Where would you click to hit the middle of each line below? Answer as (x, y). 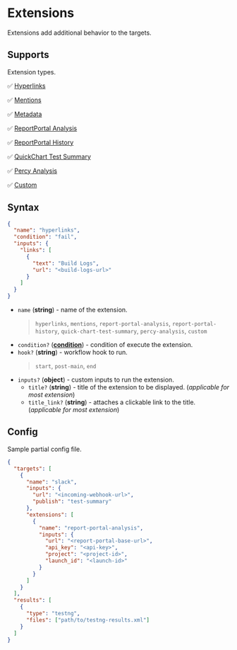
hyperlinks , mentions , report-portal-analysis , (103, 324)
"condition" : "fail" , (45, 237)
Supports (28, 55)
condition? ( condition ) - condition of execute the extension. (105, 345)
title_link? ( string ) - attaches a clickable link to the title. (112, 402)
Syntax (23, 208)
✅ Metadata (25, 114)
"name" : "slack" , (51, 482)
